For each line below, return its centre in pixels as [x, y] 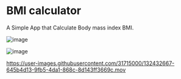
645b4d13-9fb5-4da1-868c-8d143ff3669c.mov [66, 70]
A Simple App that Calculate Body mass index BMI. [70, 28]
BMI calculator [44, 11]
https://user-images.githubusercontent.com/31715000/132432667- [90, 63]
